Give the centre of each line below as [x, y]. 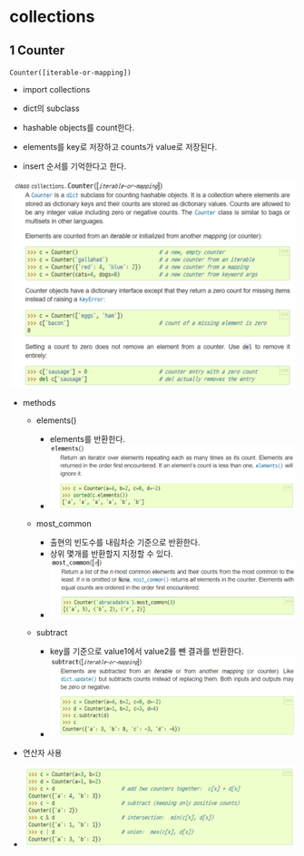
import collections [56, 89]
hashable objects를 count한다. [78, 128]
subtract [52, 632]
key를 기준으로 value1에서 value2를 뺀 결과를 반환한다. [147, 651]
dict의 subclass [51, 108]
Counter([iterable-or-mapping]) [70, 73]
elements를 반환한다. [88, 439]
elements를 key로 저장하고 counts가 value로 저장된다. [120, 147]
